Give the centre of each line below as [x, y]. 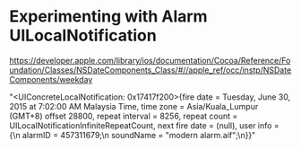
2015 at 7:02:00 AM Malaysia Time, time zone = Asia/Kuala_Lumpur [134, 106]
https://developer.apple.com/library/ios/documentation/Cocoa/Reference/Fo [150, 60]
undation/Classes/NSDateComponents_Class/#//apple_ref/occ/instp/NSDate [150, 70]
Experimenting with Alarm [108, 17]
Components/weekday [51, 79]
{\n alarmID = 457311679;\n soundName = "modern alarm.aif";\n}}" [133, 135]
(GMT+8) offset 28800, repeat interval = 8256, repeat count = [124, 116]
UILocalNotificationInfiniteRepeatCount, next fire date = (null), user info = [144, 125]
